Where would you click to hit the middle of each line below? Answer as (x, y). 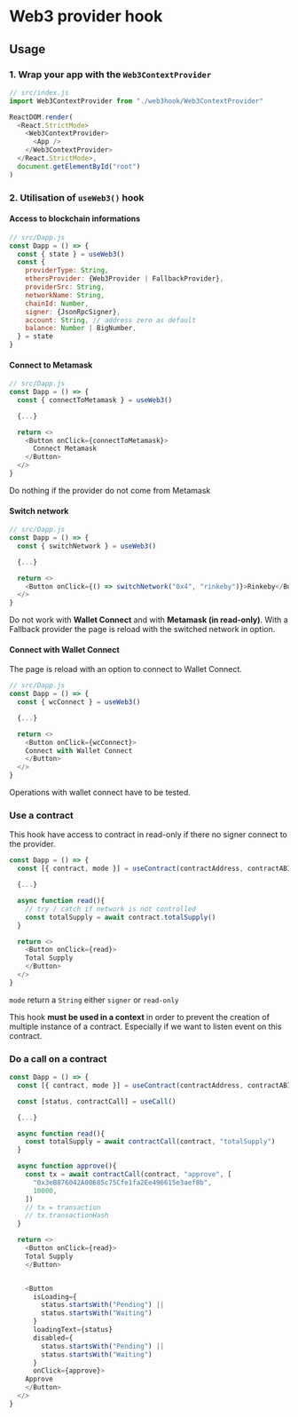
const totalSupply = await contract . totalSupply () (121, 917)
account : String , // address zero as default (111, 320)
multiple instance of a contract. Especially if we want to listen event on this (145, 1026)
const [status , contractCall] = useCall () (97, 1101)
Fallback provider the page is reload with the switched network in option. (142, 629)
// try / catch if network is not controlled (111, 909)
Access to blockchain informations (75, 218)
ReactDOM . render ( (41, 117)
